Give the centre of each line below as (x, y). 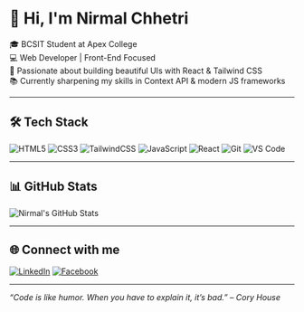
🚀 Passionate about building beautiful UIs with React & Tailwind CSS (136, 71)
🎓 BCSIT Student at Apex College (73, 43)
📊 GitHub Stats (53, 187)
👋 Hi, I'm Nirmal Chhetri (99, 19)
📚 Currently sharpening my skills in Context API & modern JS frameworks (147, 80)
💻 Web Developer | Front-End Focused (83, 57)
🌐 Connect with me (65, 249)
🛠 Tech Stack (49, 123)
